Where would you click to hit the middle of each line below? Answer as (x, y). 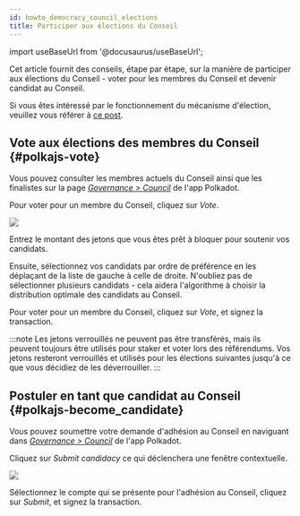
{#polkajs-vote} (55, 156)
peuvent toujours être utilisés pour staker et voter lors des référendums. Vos (150, 348)
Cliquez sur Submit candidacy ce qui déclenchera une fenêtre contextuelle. (149, 459)
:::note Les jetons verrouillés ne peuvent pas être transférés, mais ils (135, 339)
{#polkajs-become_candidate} (97, 410)
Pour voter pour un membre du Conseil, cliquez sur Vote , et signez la (137, 312)
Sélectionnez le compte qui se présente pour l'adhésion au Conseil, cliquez (148, 493)
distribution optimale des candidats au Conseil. (96, 295)
